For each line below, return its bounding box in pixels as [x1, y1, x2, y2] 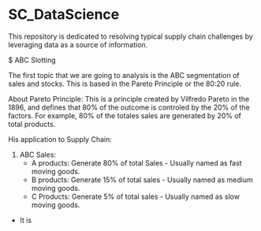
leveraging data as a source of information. [8, 39, 148, 49]
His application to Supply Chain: [8, 134, 112, 143]
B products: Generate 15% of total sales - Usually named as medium [31, 175, 254, 184]
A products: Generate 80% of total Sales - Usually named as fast [31, 158, 242, 167]
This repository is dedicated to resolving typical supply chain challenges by [8, 32, 254, 41]
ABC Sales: [19, 150, 57, 159]
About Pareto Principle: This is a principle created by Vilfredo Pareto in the [8, 94, 250, 103]
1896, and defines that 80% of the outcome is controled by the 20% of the [8, 102, 250, 112]
